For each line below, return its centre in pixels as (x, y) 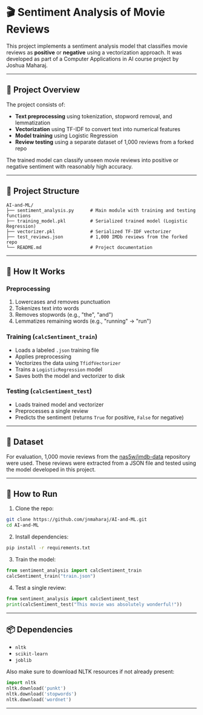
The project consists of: (36, 105)
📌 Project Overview (43, 90)
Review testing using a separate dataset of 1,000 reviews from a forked (105, 142)
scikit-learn (31, 654)
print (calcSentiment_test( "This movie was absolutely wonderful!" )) (94, 604)
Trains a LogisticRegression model (59, 369)
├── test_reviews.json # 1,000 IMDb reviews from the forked (97, 237)
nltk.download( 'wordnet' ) (39, 700)
